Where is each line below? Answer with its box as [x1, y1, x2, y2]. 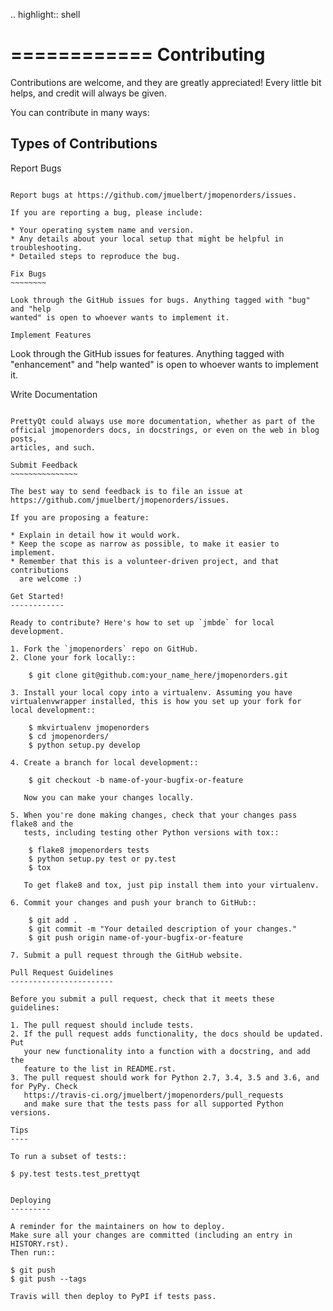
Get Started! [10, 591, 65, 601]
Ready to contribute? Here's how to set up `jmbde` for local [10, 617, 275, 628]
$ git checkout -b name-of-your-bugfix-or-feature [28, 775, 244, 785]
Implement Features [10, 330, 92, 340]
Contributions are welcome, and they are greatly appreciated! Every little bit [10, 76, 322, 88]
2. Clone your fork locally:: [10, 652, 137, 663]
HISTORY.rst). [10, 1239, 70, 1249]
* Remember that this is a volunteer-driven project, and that [10, 556, 280, 566]
